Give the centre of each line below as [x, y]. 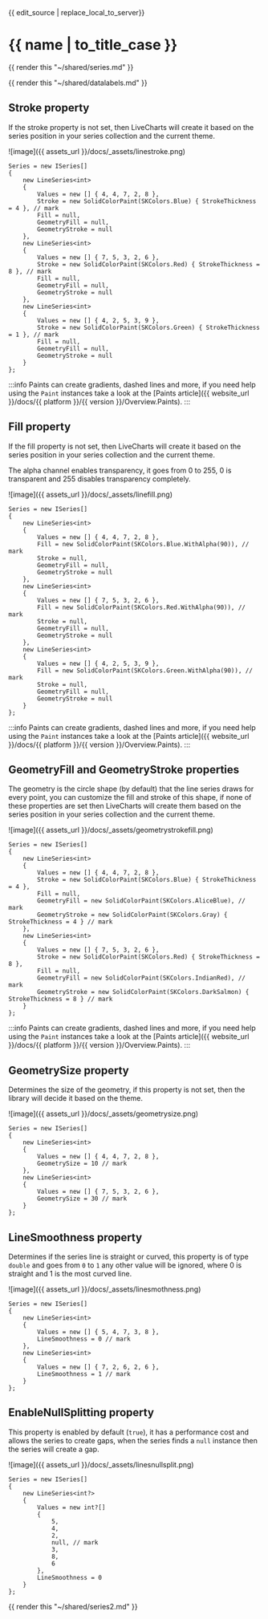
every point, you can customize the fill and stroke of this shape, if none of [130, 797]
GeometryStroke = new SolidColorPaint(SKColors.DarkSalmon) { [143, 992]
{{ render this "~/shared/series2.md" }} [73, 1606]
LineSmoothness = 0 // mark [84, 1339]
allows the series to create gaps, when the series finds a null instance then [133, 1440]
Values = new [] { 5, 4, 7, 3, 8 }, [98, 1332]
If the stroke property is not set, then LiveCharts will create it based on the [131, 127]
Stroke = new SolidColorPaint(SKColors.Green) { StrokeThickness [149, 327]
